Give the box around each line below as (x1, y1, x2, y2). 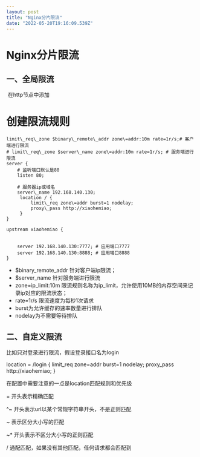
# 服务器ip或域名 (17, 184, 56, 191)
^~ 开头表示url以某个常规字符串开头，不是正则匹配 (6, 406, 132, 413)
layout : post (6, 8, 39, 15)
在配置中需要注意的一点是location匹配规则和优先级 (6, 380, 132, 387)
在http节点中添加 (7, 91, 50, 99)
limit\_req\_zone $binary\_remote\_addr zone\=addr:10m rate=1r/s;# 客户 (6, 136, 195, 142)
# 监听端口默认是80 (17, 167, 60, 173)
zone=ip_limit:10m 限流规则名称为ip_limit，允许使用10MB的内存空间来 (15, 282, 189, 289)
